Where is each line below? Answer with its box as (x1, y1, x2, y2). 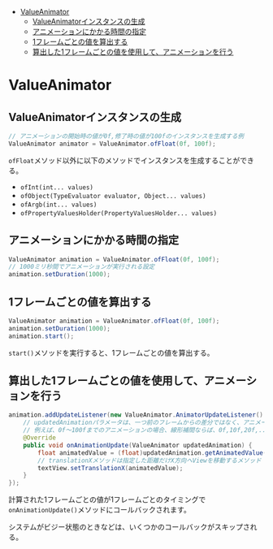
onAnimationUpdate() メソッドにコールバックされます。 (8, 505, 191, 515)
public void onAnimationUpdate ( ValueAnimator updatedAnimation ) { (23, 441, 253, 449)
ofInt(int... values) (19, 183, 93, 192)
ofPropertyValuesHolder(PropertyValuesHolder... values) (19, 209, 218, 218)
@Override (23, 434, 57, 442)
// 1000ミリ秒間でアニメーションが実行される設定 (8, 263, 155, 271)
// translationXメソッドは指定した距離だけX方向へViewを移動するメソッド (37, 456, 262, 465)
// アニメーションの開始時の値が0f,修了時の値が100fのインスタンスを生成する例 (8, 132, 245, 140)
